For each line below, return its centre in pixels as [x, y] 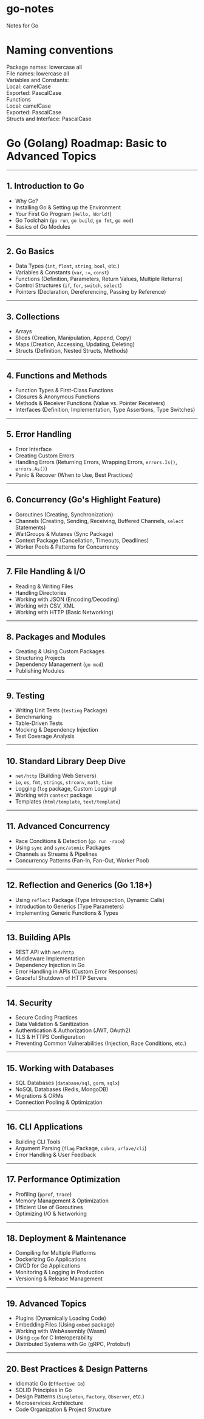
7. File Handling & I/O [46, 571]
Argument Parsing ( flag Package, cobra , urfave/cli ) [81, 1148]
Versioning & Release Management [59, 1278]
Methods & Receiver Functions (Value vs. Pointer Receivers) [90, 403]
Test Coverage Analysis [45, 736]
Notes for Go [22, 26]
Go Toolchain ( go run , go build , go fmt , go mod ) [74, 220]
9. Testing [25, 696]
